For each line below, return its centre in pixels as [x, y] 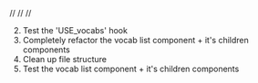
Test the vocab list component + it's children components [131, 69]
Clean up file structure [65, 59]
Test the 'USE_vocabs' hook [75, 30]
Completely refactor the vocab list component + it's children [135, 40]
